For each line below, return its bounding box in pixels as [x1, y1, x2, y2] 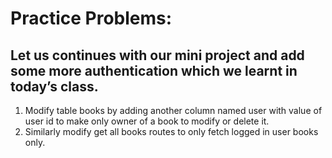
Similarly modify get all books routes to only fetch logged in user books [24, 126, 319, 137]
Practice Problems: [10, 7, 173, 30]
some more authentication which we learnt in [10, 62, 298, 79]
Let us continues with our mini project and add [10, 47, 305, 64]
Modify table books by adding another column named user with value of [24, 105, 323, 116]
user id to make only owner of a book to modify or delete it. [24, 115, 270, 127]
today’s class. [10, 78, 99, 95]
